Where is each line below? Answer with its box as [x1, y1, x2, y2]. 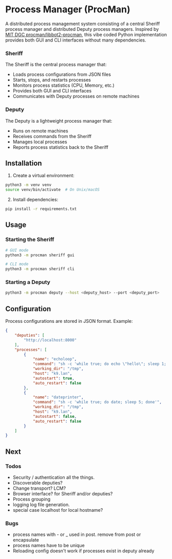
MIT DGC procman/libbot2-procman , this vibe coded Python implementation [5, 31, 167, 37]
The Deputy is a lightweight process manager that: [5, 118, 112, 124]
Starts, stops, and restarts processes [12, 77, 91, 83]
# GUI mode [5, 247, 29, 253]
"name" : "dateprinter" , [32, 395, 84, 400]
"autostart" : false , [32, 414, 77, 419]
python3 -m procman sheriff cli [5, 266, 74, 272]
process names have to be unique [12, 543, 85, 549]
